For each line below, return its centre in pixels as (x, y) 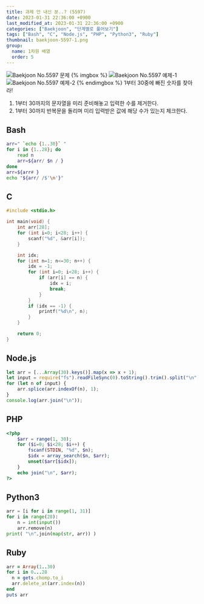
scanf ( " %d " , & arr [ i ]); (57, 238)
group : (15, 46)
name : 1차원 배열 (31, 52)
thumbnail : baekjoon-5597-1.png (47, 40)
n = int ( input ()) (39, 523)
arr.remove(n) (35, 528)
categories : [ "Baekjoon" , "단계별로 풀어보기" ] (63, 29)
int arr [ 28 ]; (34, 227)
